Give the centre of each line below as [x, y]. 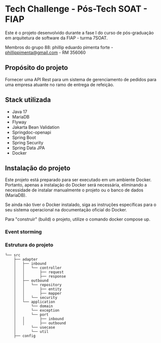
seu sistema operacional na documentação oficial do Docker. [66, 210]
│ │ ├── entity [38, 289]
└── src [13, 255]
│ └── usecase [34, 327]
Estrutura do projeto [29, 245]
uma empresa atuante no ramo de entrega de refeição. [60, 85]
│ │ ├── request [39, 272]
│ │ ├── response [40, 276]
